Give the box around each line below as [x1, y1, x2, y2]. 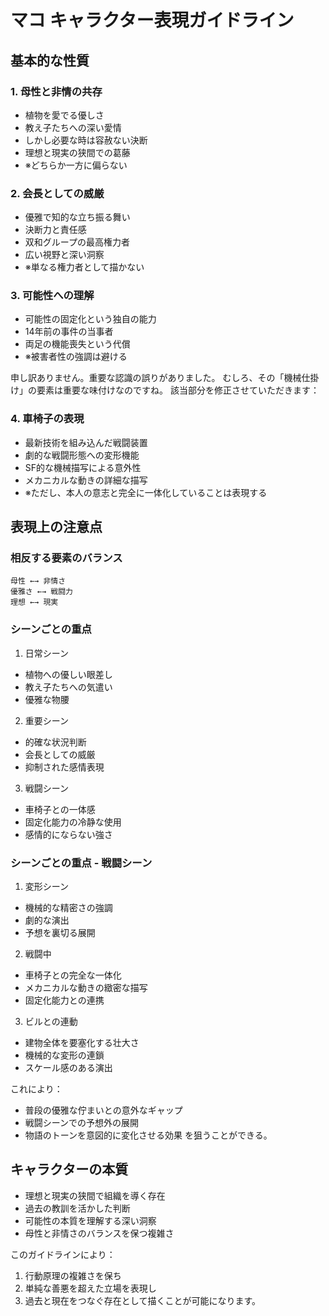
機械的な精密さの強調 [24, 902, 113, 914]
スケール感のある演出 [24, 1062, 113, 1074]
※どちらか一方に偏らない [24, 159, 128, 171]
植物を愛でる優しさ [24, 109, 105, 121]
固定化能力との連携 [24, 994, 105, 1006]
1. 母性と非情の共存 [10, 84, 103, 98]
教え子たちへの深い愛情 [24, 121, 122, 133]
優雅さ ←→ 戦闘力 [10, 587, 73, 597]
